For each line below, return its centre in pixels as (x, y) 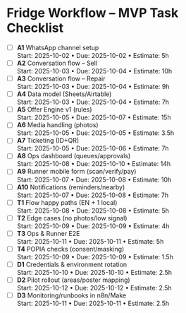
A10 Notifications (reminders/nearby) (71, 187)
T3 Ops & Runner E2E (48, 233)
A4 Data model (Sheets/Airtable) (64, 94)
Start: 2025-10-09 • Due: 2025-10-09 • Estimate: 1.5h (95, 256)
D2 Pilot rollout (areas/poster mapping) (74, 280)
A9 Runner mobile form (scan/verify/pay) (76, 172)
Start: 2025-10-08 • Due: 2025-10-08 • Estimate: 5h (93, 211)
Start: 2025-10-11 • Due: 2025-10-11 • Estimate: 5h (90, 241)
